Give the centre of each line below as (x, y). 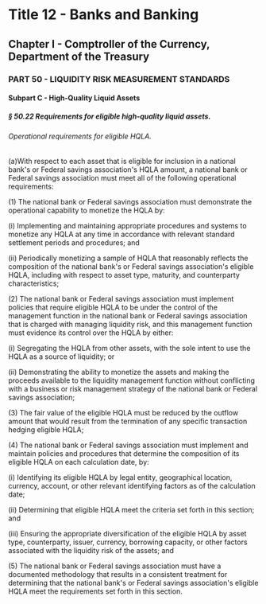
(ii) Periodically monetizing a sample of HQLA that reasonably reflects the (128, 258)
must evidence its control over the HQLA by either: (91, 333)
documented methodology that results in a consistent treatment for (118, 574)
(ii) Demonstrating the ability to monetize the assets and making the (119, 372)
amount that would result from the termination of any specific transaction (128, 421)
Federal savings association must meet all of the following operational (122, 177)
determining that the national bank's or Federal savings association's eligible (133, 583)
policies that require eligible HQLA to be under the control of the (113, 307)
